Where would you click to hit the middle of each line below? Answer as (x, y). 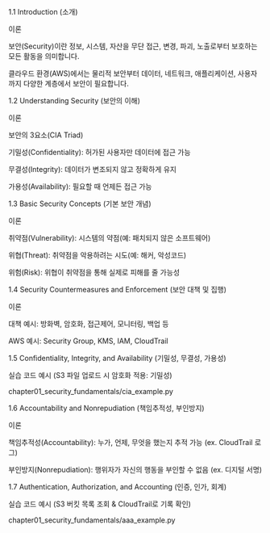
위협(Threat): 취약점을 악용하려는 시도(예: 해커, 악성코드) (98, 255)
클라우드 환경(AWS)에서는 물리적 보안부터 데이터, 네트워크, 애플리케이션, (122, 73)
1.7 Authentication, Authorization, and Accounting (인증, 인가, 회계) (118, 487)
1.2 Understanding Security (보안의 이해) (75, 101)
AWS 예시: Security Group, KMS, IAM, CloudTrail (88, 341)
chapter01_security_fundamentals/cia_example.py (91, 391)
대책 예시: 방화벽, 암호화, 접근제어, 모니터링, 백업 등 (89, 324)
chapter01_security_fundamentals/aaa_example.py (92, 520)
